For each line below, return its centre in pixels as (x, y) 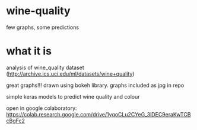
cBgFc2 (15, 121)
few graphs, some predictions (42, 27)
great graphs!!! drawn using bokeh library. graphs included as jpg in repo (95, 85)
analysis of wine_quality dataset (45, 67)
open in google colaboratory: (42, 108)
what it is (29, 51)
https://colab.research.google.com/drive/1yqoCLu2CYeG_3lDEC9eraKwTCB (99, 114)
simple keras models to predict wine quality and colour (73, 96)
